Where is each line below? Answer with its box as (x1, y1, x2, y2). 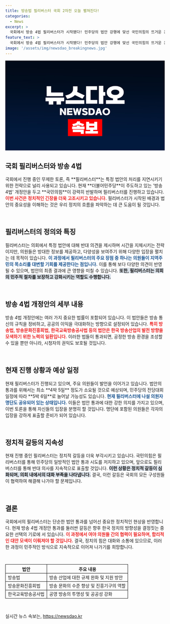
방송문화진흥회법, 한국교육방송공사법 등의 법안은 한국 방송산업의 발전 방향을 (16, 327, 163, 333)
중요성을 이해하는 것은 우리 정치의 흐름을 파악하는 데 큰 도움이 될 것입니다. (14, 202, 160, 208)
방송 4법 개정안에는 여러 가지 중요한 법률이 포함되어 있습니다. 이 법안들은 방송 (5, 314, 158, 320)
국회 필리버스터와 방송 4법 (5, 161, 82, 170)
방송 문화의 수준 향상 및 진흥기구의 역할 (49, 583, 126, 589)
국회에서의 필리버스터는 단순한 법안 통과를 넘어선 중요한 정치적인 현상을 (5, 518, 146, 525)
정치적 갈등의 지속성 (5, 438, 64, 447)
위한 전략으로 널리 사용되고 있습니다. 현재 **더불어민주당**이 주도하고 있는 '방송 (5, 183, 163, 189)
